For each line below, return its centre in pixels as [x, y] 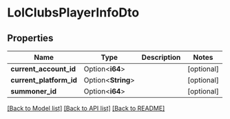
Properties [30, 38]
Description [161, 57]
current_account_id [43, 69]
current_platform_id [44, 80]
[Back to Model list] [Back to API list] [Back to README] [86, 108]
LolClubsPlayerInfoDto [73, 13]
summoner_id [34, 91]
